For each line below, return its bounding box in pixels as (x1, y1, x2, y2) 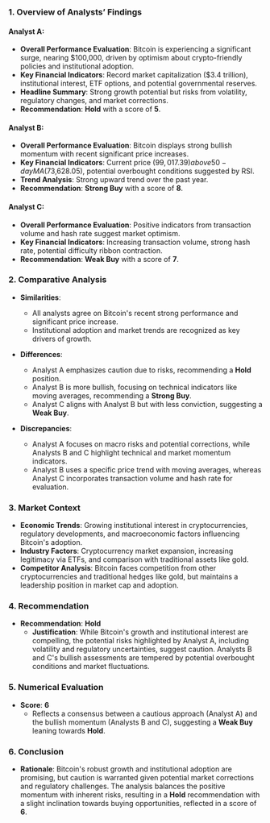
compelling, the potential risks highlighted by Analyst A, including (31, 636, 250, 646)
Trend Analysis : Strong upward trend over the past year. (19, 175, 209, 185)
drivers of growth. (31, 334, 92, 343)
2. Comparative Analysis (8, 274, 107, 285)
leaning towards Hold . (31, 725, 106, 735)
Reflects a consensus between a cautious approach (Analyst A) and (31, 709, 258, 718)
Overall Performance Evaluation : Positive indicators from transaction (19, 220, 251, 230)
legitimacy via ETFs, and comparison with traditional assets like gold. (19, 555, 249, 564)
